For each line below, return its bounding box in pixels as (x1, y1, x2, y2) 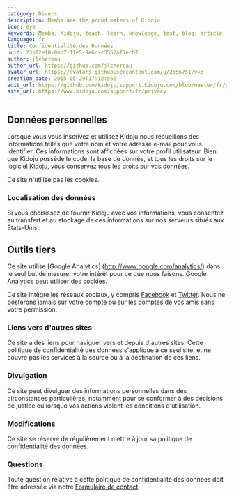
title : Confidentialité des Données (7, 43, 114, 49)
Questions (7, 459, 43, 469)
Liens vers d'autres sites (7, 322, 93, 332)
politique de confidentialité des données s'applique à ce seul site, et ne (7, 346, 211, 354)
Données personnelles (7, 114, 108, 125)
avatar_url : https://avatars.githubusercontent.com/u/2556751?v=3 (7, 68, 204, 75)
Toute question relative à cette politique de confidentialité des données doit (7, 475, 224, 484)
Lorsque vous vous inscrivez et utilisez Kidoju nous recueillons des (7, 132, 200, 140)
